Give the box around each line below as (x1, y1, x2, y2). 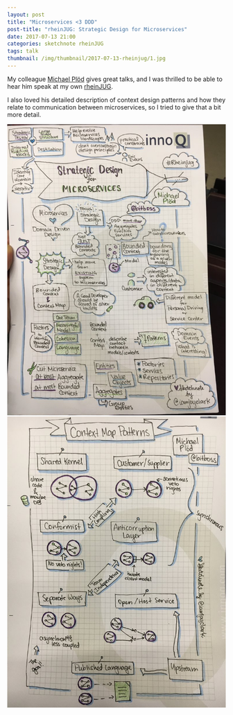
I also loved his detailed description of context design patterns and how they (7, 96, 226, 104)
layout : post (7, 11, 45, 18)
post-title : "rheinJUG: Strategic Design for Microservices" (7, 26, 188, 33)
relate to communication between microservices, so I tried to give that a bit (7, 103, 221, 111)
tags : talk (7, 48, 39, 55)
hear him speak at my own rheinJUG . (7, 82, 113, 90)
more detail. (7, 110, 42, 118)
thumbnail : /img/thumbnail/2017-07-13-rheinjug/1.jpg (7, 55, 166, 62)
